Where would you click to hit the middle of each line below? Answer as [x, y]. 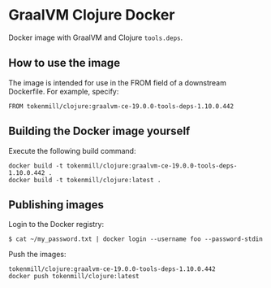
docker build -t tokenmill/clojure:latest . [85, 180]
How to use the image [64, 63]
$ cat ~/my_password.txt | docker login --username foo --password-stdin [136, 239]
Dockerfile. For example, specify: [64, 91]
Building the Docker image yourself [99, 131]
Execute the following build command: [72, 151]
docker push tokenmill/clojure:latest [74, 277]
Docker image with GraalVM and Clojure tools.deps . [96, 37]
